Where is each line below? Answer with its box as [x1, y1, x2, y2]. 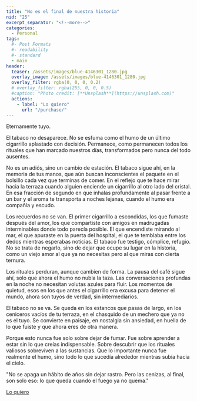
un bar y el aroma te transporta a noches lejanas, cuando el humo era [6, 196, 175, 203]
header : [6, 63, 25, 69]
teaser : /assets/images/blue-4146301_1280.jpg [11, 69, 128, 75]
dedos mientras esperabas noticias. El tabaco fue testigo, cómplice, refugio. [6, 238, 191, 245]
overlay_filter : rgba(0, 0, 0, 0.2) [11, 80, 101, 86]
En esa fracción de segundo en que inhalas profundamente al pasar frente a [6, 189, 191, 197]
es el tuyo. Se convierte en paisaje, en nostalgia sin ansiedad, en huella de [6, 317, 186, 324]
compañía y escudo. [6, 202, 56, 209]
